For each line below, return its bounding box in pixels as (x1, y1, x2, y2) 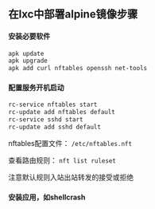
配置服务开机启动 (8, 82, 64, 92)
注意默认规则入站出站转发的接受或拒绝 (8, 172, 134, 182)
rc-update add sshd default (8, 123, 102, 132)
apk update (8, 49, 45, 57)
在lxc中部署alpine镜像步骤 (8, 7, 138, 22)
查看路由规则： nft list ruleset (8, 155, 117, 165)
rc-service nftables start (8, 101, 98, 109)
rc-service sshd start (8, 116, 83, 124)
